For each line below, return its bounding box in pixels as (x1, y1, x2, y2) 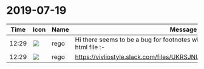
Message (169, 25, 197, 34)
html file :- (75, 43, 105, 51)
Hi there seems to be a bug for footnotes (75, 35, 191, 44)
